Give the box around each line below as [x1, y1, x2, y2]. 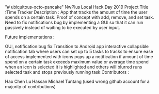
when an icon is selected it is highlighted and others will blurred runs [5, 64, 142, 70]
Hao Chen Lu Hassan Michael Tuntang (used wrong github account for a [5, 78, 150, 84]
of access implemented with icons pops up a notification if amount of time [5, 54, 154, 60]
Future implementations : [5, 34, 55, 40]
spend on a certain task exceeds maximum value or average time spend [5, 59, 149, 64]
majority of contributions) [5, 84, 56, 89]
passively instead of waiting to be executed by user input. [5, 25, 120, 31]
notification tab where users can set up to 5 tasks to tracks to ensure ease [5, 48, 154, 54]
